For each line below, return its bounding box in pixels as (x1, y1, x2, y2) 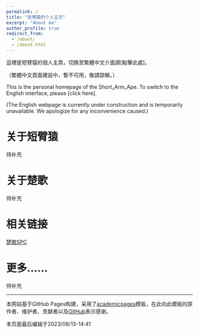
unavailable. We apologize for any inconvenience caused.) (6, 107, 149, 115)
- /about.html (11, 42, 46, 48)
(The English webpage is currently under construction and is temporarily (6, 101, 183, 108)
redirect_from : (6, 31, 44, 37)
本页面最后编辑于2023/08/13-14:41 (6, 320, 91, 327)
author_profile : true (6, 25, 60, 31)
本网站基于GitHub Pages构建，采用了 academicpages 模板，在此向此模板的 (6, 300, 188, 307)
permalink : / (6, 8, 38, 15)
